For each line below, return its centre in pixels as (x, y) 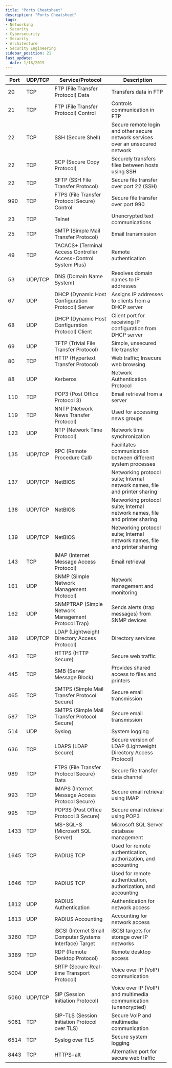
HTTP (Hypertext (75, 358)
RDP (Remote (71, 952)
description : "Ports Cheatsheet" (41, 15)
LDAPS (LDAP (71, 746)
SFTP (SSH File (73, 180)
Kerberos (66, 379)
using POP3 (125, 817)
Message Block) (74, 678)
